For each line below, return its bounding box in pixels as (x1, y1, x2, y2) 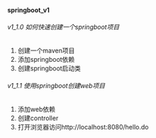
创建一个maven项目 (17, 46, 75, 55)
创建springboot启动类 (17, 64, 82, 73)
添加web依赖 (17, 105, 55, 113)
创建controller (17, 114, 59, 122)
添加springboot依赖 (17, 55, 75, 63)
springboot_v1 (7, 6, 50, 14)
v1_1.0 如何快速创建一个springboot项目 (7, 23, 120, 31)
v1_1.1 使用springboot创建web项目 (7, 82, 106, 90)
